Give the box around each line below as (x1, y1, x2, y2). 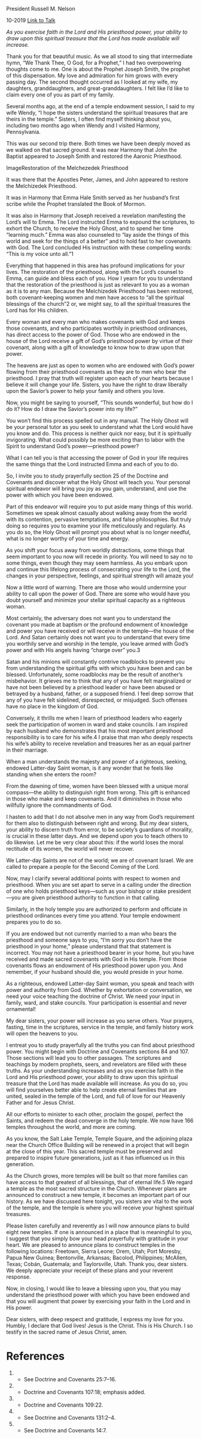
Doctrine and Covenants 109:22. (23, 1401, 103, 1408)
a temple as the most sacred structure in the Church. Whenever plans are (6, 1185, 187, 1192)
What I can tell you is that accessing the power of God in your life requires (6, 454, 188, 461)
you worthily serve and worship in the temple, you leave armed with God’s (6, 640, 188, 647)
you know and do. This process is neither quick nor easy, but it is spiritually (6, 430, 192, 437)
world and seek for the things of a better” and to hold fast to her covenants (6, 237, 191, 245)
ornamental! (6, 1006, 36, 1012)
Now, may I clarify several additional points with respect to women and (6, 875, 181, 882)
